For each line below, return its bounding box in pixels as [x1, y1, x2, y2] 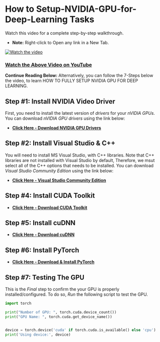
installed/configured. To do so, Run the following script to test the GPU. [5, 291, 148, 297]
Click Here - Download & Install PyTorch [12, 259, 95, 265]
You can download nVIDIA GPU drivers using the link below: [5, 115, 125, 121]
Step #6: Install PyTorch [5, 246, 80, 254]
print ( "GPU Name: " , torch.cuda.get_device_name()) [5, 314, 112, 319]
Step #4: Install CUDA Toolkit [5, 191, 95, 200]
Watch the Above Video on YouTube [5, 61, 92, 68]
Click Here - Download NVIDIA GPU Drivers [12, 125, 101, 131]
